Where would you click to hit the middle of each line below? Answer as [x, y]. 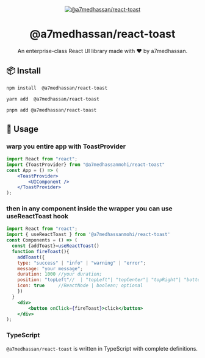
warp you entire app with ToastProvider [66, 146]
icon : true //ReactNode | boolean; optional [80, 286]
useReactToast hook [38, 217]
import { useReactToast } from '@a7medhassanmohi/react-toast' [88, 235]
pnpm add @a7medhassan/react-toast [52, 110]
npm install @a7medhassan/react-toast [57, 88]
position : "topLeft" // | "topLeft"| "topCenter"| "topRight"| [99, 280]
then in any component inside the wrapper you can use [89, 209]
